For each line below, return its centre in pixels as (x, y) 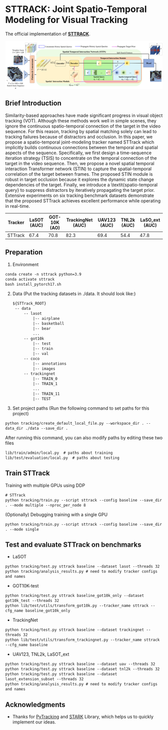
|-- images (44, 369)
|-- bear (42, 328)
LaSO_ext (150, 220)
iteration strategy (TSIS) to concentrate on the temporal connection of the (81, 158)
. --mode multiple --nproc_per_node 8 (45, 505)
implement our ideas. (34, 722)
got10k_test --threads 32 (32, 601)
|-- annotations (49, 363)
